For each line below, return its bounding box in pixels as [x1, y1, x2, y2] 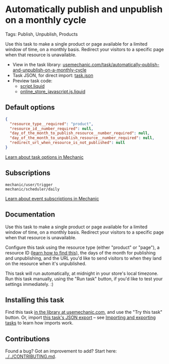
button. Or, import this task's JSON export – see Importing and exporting [5, 314, 156, 320]
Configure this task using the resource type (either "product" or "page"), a [5, 244, 160, 250]
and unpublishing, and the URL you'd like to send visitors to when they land [5, 255, 162, 261]
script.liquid [20, 83, 45, 89]
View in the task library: [12, 61, 62, 67]
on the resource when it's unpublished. [5, 260, 87, 267]
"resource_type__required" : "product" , [10, 121, 94, 126]
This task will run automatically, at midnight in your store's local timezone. [5, 270, 159, 276]
